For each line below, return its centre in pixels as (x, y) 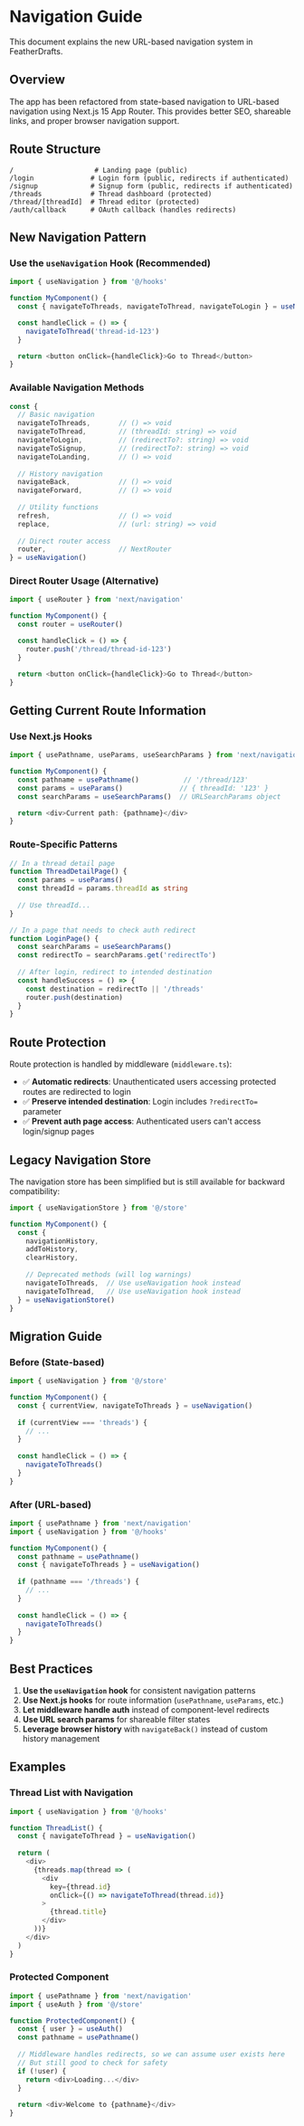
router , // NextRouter (95, 549)
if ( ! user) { (42, 2071)
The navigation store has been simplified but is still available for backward (147, 1182)
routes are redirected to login (76, 1092)
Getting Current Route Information (108, 711)
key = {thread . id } (80, 1887)
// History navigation (60, 474)
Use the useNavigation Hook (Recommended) (110, 262)
